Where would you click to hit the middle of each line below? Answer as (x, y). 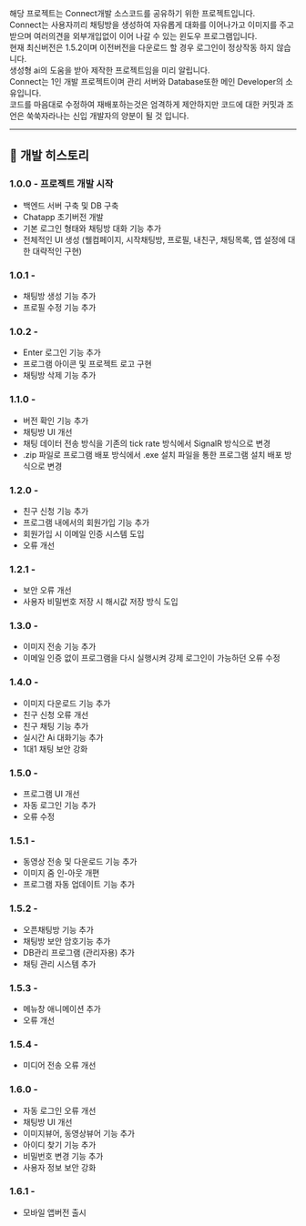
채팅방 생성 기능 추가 (59, 296)
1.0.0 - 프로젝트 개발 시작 (61, 184)
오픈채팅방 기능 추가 (58, 929)
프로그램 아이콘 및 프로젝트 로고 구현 (87, 364)
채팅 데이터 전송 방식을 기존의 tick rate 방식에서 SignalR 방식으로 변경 (147, 443)
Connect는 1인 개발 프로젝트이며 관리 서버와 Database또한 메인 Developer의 (147, 81)
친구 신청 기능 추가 (56, 511)
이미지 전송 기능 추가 (59, 647)
